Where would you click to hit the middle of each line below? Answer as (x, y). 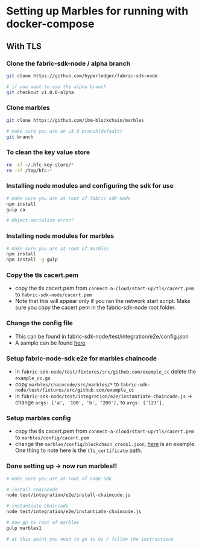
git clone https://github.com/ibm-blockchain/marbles (75, 120)
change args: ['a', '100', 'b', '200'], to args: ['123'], (90, 403)
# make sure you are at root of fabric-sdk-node (68, 198)
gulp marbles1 (24, 528)
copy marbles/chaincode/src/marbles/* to (67, 384)
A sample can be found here (50, 343)
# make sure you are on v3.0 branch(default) (64, 131)
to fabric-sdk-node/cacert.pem (53, 295)
